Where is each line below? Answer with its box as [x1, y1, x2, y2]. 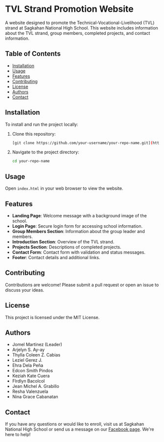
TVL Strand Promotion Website [5, 3, 134, 15]
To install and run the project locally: [5, 121, 78, 127]
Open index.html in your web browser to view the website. [5, 185, 123, 191]
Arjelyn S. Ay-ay [12, 347, 45, 353]
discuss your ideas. [5, 287, 45, 293]
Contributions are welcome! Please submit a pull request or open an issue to [5, 282, 159, 288]
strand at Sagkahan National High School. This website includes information [5, 25, 158, 30]
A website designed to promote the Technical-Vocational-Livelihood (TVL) [5, 20, 155, 26]
